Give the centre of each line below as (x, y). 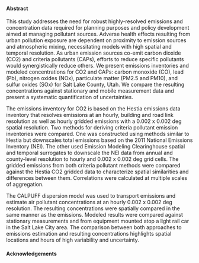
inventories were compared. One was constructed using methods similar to (98, 134)
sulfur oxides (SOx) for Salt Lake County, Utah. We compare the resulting (95, 85)
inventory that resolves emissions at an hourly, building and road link (90, 115)
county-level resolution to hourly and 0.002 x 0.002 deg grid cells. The (92, 159)
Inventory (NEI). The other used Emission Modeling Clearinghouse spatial (96, 147)
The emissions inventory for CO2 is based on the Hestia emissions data (93, 109)
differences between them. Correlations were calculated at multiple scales (97, 178)
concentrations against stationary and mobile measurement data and (90, 91)
